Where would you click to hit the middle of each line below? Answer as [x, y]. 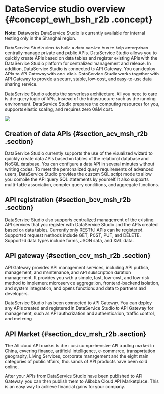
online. [12, 367]
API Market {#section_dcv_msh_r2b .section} [76, 334]
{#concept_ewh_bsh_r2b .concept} [79, 19]
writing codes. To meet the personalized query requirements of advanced [79, 169]
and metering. [19, 319]
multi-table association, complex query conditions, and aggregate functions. [82, 184]
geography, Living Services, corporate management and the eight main [77, 356]
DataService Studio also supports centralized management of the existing [79, 220]
